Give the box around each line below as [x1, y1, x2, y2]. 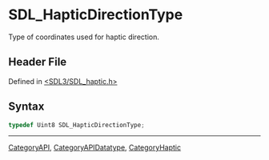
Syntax [8, 100, 45, 114]
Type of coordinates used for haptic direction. [8, 32, 160, 42]
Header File [8, 55, 67, 69]
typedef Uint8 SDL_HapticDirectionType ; [8, 121, 146, 129]
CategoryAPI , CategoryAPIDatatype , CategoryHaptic [8, 142, 182, 153]
